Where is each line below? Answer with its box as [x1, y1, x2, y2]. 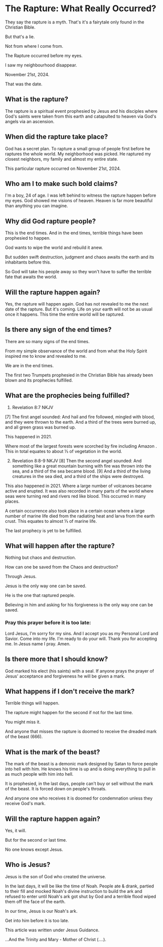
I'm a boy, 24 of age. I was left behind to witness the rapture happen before [5, 192, 157, 198]
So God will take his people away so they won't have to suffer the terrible [5, 269, 152, 275]
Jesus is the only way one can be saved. [5, 583, 87, 589]
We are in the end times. [5, 362, 54, 369]
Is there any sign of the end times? [5, 326, 112, 334]
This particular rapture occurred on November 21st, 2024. [5, 165, 121, 171]
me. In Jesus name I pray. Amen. [5, 640, 71, 647]
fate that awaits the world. [5, 274, 57, 280]
